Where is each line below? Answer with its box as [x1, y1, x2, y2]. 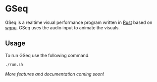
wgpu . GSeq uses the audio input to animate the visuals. [5, 24, 120, 30]
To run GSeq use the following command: [5, 52, 90, 58]
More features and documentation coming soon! [5, 71, 105, 77]
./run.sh [5, 62, 23, 67]
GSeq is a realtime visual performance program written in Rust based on [5, 19, 153, 25]
